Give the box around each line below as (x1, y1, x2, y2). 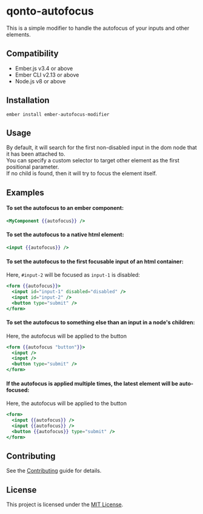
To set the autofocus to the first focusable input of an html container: (6, 257, 184, 265)
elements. (6, 30, 32, 38)
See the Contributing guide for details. (6, 467, 102, 474)
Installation (6, 96, 50, 106)
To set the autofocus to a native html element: (6, 231, 124, 238)
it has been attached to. (6, 150, 65, 158)
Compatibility (6, 49, 59, 59)
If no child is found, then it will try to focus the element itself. (6, 170, 158, 177)
